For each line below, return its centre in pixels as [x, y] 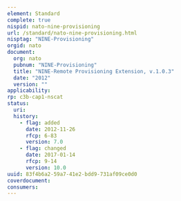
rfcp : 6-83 [41, 135]
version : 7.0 [44, 142]
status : [18, 104]
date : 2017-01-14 [50, 155]
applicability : [29, 90]
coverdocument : [29, 180]
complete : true [29, 20]
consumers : [23, 187]
